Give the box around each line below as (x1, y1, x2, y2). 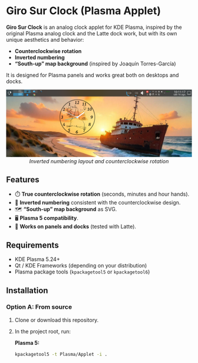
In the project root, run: (14, 328, 71, 335)
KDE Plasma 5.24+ (14, 256, 60, 263)
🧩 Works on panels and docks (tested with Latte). (14, 223, 137, 230)
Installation (6, 285, 48, 295)
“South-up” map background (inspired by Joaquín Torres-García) (14, 60, 176, 67)
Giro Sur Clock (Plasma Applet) (6, 4, 161, 18)
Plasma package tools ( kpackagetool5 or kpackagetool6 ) (14, 268, 150, 275)
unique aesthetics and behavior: (6, 36, 84, 43)
